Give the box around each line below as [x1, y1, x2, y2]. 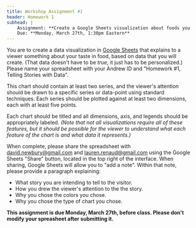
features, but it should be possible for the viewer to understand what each [6, 125, 186, 132]
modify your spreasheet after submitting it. [6, 215, 114, 223]
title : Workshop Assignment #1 [6, 8, 83, 15]
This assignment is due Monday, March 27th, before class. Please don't [6, 209, 184, 216]
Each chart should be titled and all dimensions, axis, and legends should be [6, 113, 188, 120]
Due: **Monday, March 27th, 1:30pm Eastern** [17, 30, 130, 36]
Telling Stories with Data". [6, 72, 69, 79]
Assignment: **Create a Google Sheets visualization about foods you [17, 25, 191, 31]
